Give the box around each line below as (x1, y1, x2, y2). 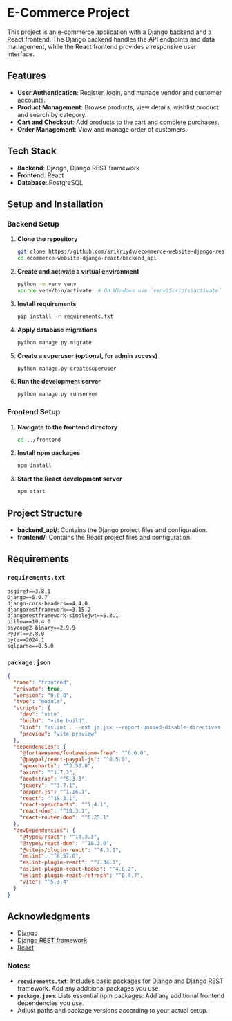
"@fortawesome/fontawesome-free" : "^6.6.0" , (19, 749, 150, 756)
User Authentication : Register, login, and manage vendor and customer (17, 88, 222, 96)
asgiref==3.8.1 (7, 587, 51, 595)
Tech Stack (7, 145, 57, 157)
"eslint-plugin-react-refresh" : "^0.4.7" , (19, 872, 144, 879)
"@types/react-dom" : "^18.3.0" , (19, 840, 113, 846)
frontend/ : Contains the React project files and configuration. (17, 533, 192, 541)
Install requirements (17, 299, 77, 308)
